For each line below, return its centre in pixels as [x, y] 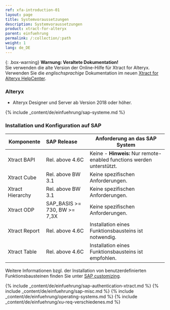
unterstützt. [103, 166]
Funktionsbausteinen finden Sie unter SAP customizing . [63, 276]
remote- [152, 154]
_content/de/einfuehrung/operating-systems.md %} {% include [71, 297]
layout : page [19, 15]
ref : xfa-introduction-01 [32, 10]
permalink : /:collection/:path [38, 39]
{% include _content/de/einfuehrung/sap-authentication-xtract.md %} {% [82, 286]
